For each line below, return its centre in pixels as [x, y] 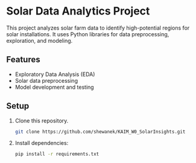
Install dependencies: [42, 143]
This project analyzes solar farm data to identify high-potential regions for [98, 28]
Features [23, 59]
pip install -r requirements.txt [57, 154]
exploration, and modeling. [40, 40]
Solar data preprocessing [46, 80]
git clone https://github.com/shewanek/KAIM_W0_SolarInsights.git [100, 132]
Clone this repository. [42, 120]
